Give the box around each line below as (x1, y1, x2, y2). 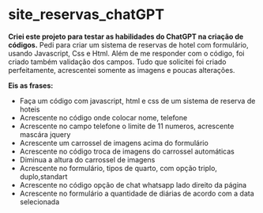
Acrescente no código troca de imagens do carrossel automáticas (19, 146, 235, 156)
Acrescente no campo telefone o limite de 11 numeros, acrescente (19, 121, 235, 131)
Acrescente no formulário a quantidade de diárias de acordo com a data (19, 188, 254, 198)
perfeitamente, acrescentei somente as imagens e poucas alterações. (8, 65, 235, 74)
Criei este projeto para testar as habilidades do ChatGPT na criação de (8, 32, 244, 41)
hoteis (19, 105, 40, 114)
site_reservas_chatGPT (8, 6, 164, 24)
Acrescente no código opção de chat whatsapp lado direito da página (19, 180, 247, 189)
